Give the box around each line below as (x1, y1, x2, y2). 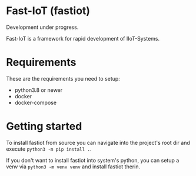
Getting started (6, 119, 82, 133)
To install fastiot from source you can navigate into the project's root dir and (6, 139, 190, 146)
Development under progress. (6, 24, 79, 31)
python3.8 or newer (14, 87, 63, 94)
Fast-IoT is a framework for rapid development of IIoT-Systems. (6, 35, 160, 42)
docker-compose (14, 99, 57, 106)
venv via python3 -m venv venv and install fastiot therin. (6, 163, 140, 170)
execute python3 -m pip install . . (6, 145, 92, 152)
